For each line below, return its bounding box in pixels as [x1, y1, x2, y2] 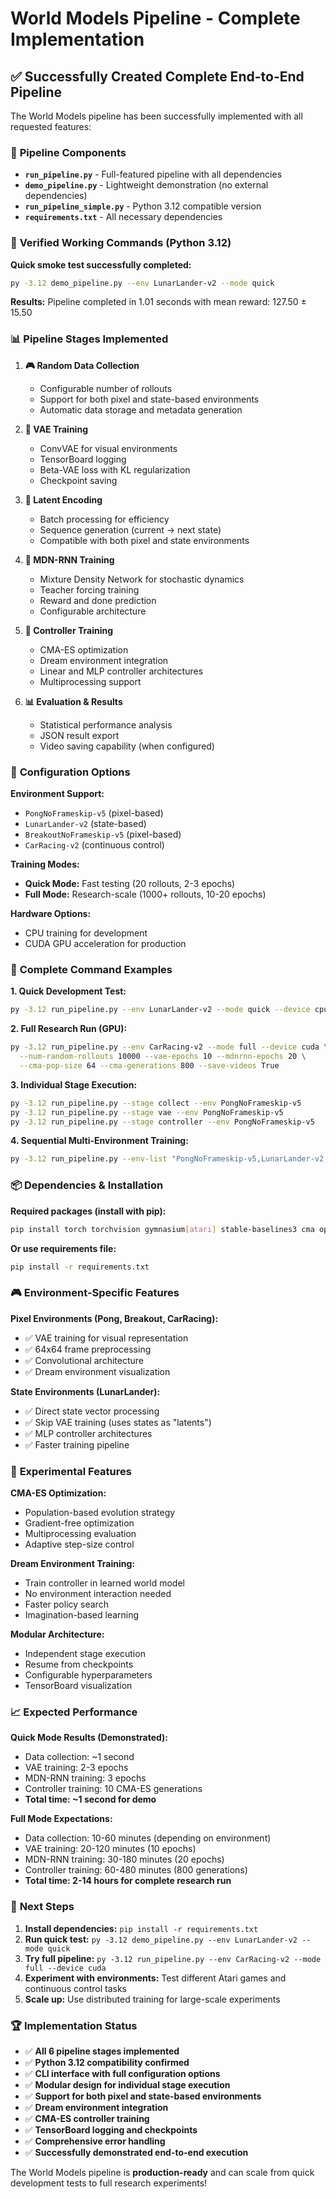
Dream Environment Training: [10, 1558, 136, 1569]
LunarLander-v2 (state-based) [24, 818, 147, 830]
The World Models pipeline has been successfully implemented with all [10, 110, 303, 122]
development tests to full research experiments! [10, 2177, 208, 2189]
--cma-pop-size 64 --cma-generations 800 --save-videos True [19, 1060, 280, 1071]
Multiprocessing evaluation [24, 1528, 137, 1539]
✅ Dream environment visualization [24, 1365, 171, 1377]
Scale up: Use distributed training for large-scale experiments [24, 1993, 281, 2005]
